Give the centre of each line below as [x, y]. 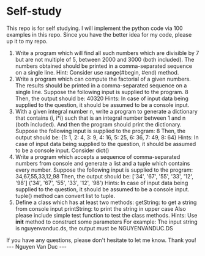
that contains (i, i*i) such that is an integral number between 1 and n [100, 118]
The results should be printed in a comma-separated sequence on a [101, 85]
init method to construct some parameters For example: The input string [106, 222]
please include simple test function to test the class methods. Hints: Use [106, 215]
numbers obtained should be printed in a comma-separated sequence [104, 66]
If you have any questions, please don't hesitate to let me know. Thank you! [101, 240]
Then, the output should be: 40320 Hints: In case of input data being [102, 98]
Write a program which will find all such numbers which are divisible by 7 [107, 53]
